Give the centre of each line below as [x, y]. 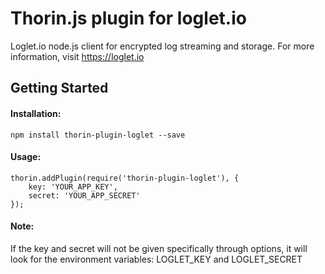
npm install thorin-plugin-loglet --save [98, 135]
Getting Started [59, 88]
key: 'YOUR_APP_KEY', [73, 187]
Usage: [26, 157]
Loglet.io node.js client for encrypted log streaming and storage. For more [162, 46]
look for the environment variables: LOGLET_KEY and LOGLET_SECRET [156, 259]
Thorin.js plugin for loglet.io [128, 18]
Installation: [36, 113]
